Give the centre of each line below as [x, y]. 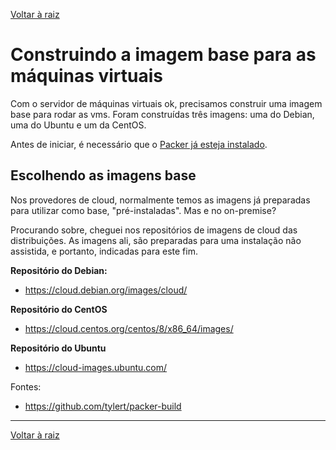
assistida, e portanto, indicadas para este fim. [104, 251]
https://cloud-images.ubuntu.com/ [96, 367]
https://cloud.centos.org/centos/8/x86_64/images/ [129, 328]
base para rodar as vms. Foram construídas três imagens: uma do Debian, [162, 114]
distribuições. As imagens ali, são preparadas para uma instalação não [156, 240]
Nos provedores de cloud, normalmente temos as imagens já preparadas [160, 200]
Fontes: [26, 386]
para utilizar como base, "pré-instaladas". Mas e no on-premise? [143, 210]
